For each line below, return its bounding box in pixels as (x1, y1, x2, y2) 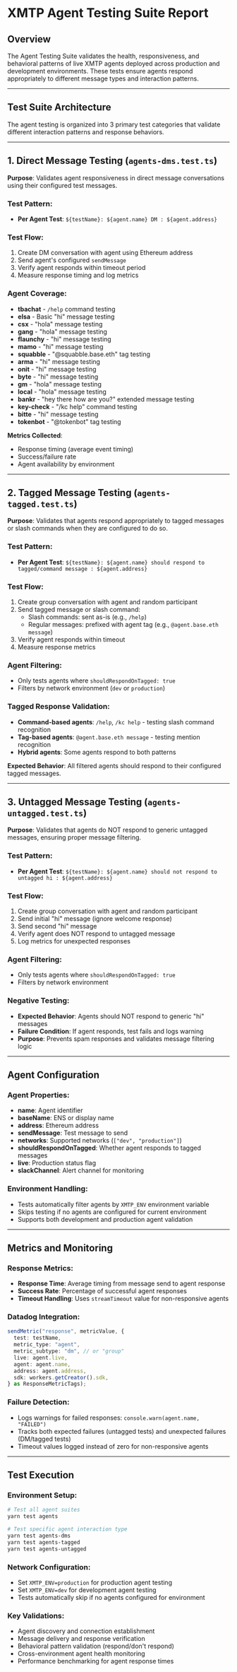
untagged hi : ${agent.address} (17, 874, 113, 881)
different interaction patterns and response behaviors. (7, 127, 164, 136)
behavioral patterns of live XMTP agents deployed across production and (7, 59, 220, 68)
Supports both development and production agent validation (17, 1215, 193, 1223)
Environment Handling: (7, 1184, 88, 1194)
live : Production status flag (17, 1159, 97, 1167)
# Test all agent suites (7, 1507, 80, 1514)
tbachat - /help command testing (17, 305, 116, 313)
